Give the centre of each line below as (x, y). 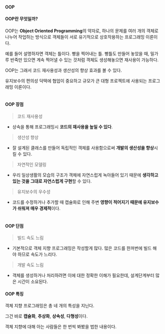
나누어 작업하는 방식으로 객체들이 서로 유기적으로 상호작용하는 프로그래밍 (75, 37)
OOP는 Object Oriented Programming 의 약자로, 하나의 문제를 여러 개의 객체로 (82, 31)
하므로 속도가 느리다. (37, 254)
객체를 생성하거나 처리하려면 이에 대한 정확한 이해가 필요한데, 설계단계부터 (83, 275)
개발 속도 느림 (30, 265)
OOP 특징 (14, 293)
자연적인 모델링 (32, 165)
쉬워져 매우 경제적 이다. (39, 208)
